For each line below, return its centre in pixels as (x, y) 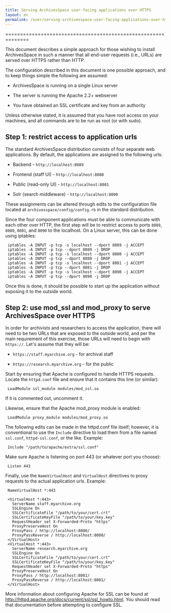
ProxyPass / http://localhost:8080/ (51, 531)
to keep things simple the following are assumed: (57, 76)
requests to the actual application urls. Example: (56, 481)
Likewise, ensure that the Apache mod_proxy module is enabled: (73, 408)
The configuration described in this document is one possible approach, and (85, 70)
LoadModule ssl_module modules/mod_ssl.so (53, 389)
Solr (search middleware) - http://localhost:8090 (65, 194)
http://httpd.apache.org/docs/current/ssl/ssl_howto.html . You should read (83, 599)
